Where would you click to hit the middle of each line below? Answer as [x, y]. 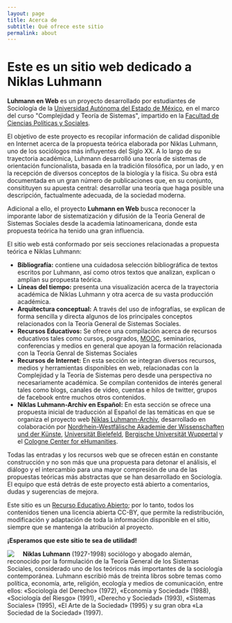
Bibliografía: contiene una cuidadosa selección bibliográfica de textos [117, 265]
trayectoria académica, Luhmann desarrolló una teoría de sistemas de [107, 159]
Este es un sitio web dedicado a [100, 67]
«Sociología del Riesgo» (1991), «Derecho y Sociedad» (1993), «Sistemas [111, 598]
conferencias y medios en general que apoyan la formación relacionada [119, 346]
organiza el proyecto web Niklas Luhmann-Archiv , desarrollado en [111, 419]
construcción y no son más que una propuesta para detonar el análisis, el [112, 462]
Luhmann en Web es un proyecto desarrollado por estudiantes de [101, 101]
